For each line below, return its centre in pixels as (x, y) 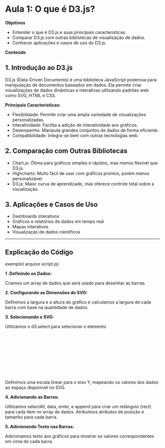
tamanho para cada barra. (31, 417)
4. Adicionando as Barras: (32, 397)
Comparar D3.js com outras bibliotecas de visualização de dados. (79, 37)
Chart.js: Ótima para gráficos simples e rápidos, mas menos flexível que (85, 163)
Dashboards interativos (36, 216)
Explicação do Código (39, 252)
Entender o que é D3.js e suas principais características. (69, 32)
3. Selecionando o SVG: (29, 317)
